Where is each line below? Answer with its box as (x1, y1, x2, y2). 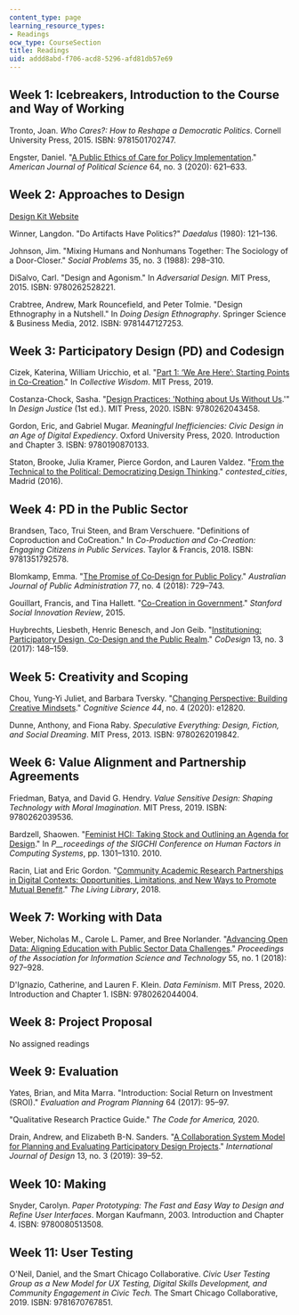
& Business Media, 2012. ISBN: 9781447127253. (9, 317, 184, 328)
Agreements (9, 768, 80, 785)
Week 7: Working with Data (9, 910, 163, 925)
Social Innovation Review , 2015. (9, 607, 126, 618)
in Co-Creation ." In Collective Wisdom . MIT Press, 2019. (9, 376, 214, 388)
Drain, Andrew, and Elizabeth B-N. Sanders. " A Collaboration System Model (9, 1131, 286, 1142)
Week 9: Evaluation (9, 1064, 119, 1079)
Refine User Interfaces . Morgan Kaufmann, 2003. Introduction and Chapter (9, 1210, 285, 1220)
